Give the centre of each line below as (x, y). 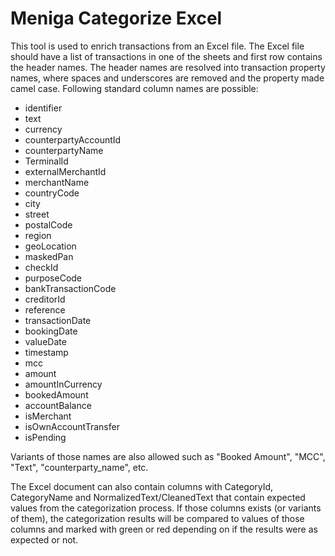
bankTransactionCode (70, 288)
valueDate (45, 341)
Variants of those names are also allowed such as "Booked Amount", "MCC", (168, 456)
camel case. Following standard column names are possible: (134, 88)
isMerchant (48, 416)
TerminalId (46, 161)
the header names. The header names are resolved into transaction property (168, 67)
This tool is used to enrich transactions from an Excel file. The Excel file (157, 46)
